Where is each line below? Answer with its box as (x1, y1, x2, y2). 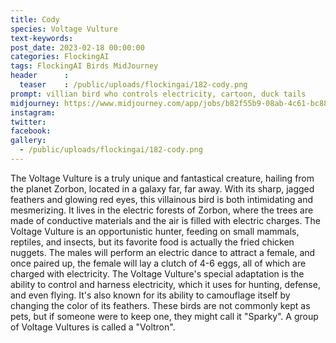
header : (10, 71, 70, 81)
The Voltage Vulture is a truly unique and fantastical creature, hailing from (10, 172, 315, 184)
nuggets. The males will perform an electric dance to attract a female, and (10, 246, 316, 258)
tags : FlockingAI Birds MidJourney (10, 61, 159, 71)
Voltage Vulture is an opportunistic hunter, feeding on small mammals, (10, 225, 300, 237)
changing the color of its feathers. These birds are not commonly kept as (10, 299, 311, 311)
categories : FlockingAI (10, 52, 110, 62)
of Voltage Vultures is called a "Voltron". (10, 321, 176, 333)
